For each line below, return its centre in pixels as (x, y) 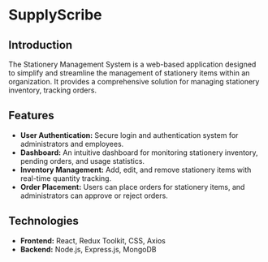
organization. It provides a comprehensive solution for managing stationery (134, 82)
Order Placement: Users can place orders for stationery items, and (132, 187)
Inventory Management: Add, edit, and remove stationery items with (136, 170)
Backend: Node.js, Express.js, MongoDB (88, 249)
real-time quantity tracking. (66, 178)
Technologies (44, 221)
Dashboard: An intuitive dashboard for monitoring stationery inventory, (139, 152)
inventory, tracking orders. (53, 90)
